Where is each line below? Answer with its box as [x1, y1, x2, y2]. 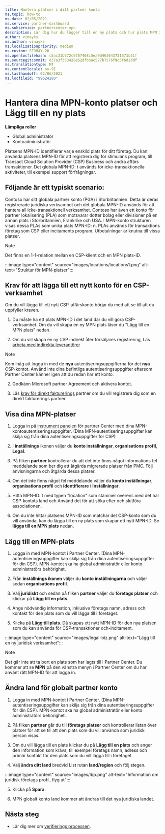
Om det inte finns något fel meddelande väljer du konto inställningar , [12, 478, 153, 484]
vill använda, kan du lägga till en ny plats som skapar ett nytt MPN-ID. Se [12, 518, 160, 524]
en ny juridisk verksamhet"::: [5, 640, 63, 645]
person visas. [12, 732, 40, 738]
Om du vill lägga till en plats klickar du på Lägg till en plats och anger [12, 742, 152, 748]
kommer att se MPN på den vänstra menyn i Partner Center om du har [5, 664, 147, 670]
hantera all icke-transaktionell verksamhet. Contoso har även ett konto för [5, 207, 154, 213]
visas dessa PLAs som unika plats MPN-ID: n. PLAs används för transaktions [5, 223, 160, 228]
